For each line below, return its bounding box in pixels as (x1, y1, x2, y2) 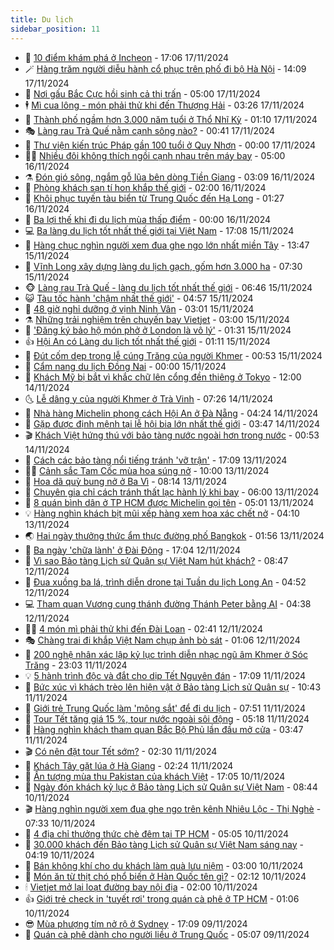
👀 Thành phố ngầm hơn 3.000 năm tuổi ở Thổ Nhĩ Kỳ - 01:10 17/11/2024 (24, 113, 318, 125)
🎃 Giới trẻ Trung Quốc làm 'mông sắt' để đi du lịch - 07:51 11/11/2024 (24, 702, 306, 714)
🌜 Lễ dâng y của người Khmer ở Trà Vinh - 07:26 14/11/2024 (24, 392, 274, 405)
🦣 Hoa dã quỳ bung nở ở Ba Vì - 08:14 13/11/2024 (24, 475, 228, 487)
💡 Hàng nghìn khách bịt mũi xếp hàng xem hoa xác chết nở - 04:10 (24, 507, 300, 519)
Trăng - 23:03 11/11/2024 (24, 659, 128, 671)
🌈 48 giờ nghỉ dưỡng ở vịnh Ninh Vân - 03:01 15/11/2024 (24, 302, 255, 315)
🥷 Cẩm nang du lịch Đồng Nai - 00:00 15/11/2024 (24, 360, 227, 372)
